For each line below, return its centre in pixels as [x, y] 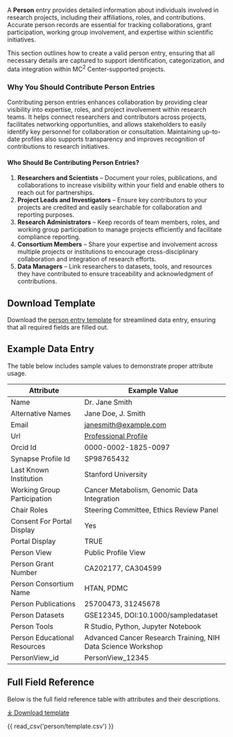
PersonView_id [35, 658]
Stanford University [116, 474]
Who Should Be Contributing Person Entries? [74, 162]
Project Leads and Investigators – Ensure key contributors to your [112, 200]
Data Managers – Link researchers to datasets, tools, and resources [114, 266]
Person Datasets [37, 615]
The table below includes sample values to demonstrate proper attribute [110, 366]
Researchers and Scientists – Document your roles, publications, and [117, 178]
